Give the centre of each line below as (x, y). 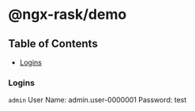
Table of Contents (53, 44)
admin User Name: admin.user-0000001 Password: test (97, 100)
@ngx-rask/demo (67, 15)
